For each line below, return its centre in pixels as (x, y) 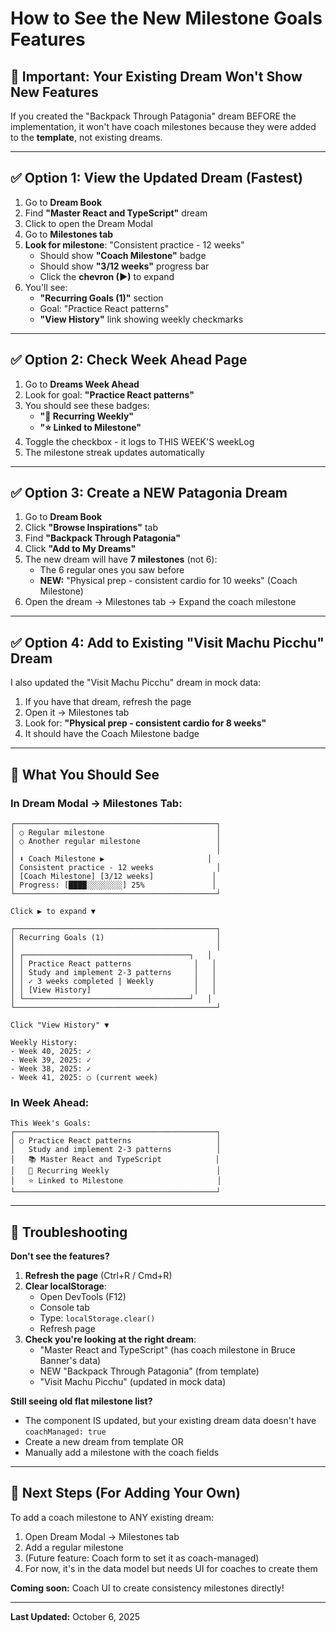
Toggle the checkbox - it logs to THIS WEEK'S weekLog (139, 441)
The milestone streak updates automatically (114, 452)
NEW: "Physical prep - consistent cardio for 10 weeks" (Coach (168, 581)
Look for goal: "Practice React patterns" (109, 394)
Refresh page (67, 1329)
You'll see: (46, 287)
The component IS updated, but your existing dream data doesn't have (170, 1421)
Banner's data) (70, 1361)
